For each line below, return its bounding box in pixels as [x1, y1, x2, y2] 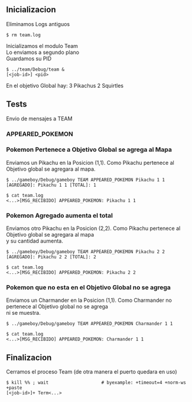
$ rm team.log [6, 32, 41, 38]
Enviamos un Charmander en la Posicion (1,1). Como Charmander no [6, 296, 173, 304]
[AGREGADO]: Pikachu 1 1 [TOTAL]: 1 [6, 182, 96, 188]
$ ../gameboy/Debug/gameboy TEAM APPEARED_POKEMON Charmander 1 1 [6, 321, 173, 327]
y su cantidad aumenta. [6, 237, 63, 245]
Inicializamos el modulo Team [6, 42, 79, 49]
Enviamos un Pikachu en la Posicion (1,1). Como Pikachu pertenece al [6, 159, 174, 166]
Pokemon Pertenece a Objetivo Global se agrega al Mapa [6, 145, 173, 154]
